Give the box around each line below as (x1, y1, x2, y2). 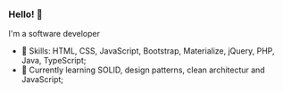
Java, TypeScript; (21, 55, 87, 66)
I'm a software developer (8, 29, 100, 39)
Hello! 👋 (8, 8, 44, 21)
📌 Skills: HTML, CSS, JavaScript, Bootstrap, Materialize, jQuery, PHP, (21, 46, 275, 56)
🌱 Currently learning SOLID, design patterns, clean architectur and (21, 64, 265, 75)
